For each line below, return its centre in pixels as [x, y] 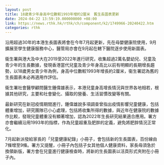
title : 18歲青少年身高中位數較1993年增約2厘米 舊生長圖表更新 [62, 14]
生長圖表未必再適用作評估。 [33, 77]
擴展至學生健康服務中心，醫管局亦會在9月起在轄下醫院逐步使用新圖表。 [77, 48]
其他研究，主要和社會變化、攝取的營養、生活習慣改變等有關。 [71, 94]
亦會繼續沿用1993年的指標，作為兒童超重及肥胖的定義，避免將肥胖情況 [76, 122]
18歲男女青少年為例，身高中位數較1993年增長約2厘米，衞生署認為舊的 [88, 71]
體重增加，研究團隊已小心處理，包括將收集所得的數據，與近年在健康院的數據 [82, 110]
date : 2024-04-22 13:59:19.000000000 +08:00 [51, 19]
